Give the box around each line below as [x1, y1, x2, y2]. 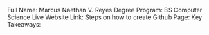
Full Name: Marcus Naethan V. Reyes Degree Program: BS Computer [7, 6, 203, 14]
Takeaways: [7, 21, 42, 28]
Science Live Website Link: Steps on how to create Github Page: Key [7, 13, 203, 21]
